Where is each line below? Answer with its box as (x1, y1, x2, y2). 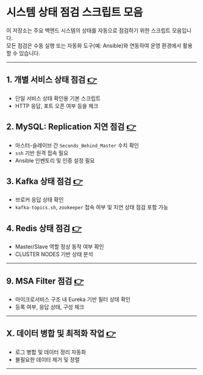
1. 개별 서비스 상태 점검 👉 (6, 75, 97, 85)
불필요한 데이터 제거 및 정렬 (14, 356, 80, 363)
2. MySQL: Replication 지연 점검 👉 (6, 122, 137, 132)
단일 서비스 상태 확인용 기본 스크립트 (14, 95, 101, 102)
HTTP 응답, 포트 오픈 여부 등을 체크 (14, 102, 98, 109)
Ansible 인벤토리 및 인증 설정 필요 (14, 157, 95, 164)
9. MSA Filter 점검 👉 (6, 275, 84, 286)
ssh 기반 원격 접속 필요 (14, 149, 69, 157)
